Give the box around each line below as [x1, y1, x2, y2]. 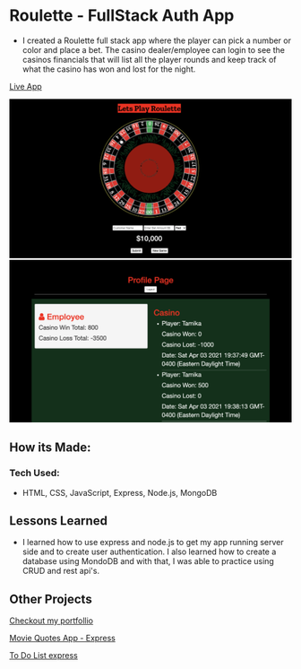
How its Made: [9, 440, 91, 456]
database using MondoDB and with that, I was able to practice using [21, 556, 275, 567]
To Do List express [9, 650, 78, 661]
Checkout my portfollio [9, 615, 94, 626]
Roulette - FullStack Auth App [9, 5, 235, 26]
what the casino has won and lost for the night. [21, 64, 196, 74]
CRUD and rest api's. [21, 566, 100, 577]
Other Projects [9, 591, 92, 606]
